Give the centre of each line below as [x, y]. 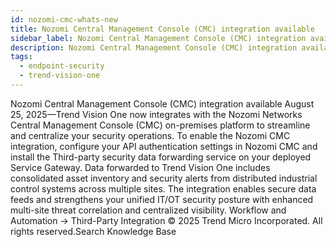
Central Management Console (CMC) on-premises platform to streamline [160, 125]
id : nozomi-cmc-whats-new [64, 19]
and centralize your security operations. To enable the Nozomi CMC [150, 135]
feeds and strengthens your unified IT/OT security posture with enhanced [162, 199]
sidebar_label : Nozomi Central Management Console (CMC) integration [158, 38]
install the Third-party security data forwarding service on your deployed [161, 157]
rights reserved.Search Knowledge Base [93, 231]
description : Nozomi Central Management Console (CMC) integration [154, 47]
